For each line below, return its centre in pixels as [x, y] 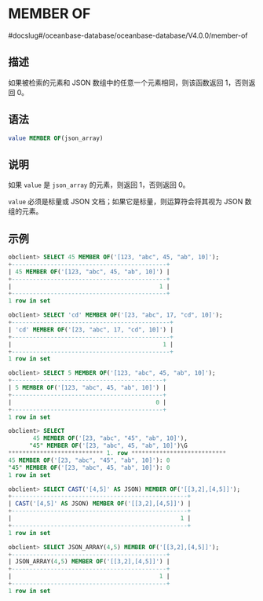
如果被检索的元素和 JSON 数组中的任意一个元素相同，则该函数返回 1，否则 [128, 82]
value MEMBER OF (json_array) [56, 138]
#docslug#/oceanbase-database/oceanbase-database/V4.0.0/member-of [128, 35]
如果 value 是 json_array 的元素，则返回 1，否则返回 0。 [99, 185]
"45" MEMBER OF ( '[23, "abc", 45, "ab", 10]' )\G [108, 446]
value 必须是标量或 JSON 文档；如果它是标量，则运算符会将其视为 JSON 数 [130, 202]
